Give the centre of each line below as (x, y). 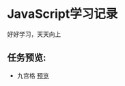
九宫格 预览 (33, 75)
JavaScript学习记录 (62, 14)
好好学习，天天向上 (34, 34)
